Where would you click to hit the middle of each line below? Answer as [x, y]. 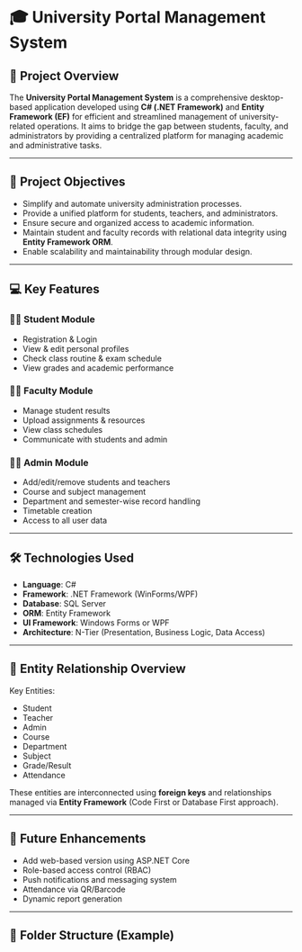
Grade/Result [47, 765]
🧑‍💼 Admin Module [49, 463]
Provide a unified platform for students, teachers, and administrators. [150, 213]
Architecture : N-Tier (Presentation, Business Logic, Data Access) [144, 632]
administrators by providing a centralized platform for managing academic [147, 135]
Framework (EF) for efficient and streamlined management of [124, 117]
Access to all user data [65, 521]
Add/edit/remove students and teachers [96, 482]
